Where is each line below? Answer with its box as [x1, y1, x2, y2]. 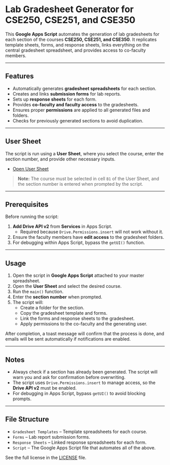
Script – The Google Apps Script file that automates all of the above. [12, 444, 156, 451]
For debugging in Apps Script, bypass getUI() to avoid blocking [12, 391, 146, 396]
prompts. [12, 396, 32, 402]
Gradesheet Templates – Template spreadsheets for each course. [12, 429, 148, 435]
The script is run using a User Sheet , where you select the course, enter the [5, 150, 164, 156]
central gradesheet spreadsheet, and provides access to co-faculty [5, 47, 146, 53]
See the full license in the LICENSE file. [5, 454, 87, 460]
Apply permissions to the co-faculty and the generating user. [20, 321, 148, 327]
